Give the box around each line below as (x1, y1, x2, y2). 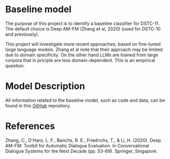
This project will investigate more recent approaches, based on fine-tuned (5, 41, 161, 47)
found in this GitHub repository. (5, 103, 71, 109)
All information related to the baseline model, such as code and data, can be (5, 97, 165, 103)
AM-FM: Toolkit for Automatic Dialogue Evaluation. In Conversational (5, 142, 149, 148)
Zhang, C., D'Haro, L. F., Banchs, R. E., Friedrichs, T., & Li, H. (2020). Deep (5, 137, 161, 143)
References (5, 120, 55, 132)
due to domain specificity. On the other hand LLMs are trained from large (5, 52, 159, 58)
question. (5, 62, 25, 69)
